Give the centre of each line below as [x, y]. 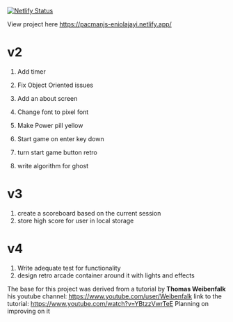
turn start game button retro [57, 152]
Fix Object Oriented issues [55, 85]
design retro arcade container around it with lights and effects [106, 275]
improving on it [29, 311]
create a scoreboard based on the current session [89, 213]
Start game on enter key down [61, 138]
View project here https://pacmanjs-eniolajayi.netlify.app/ [89, 24]
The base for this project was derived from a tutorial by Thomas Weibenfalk [116, 289]
